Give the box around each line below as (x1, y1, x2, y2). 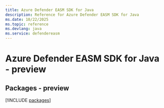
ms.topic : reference (5, 21, 49, 27)
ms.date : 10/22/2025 (5, 17, 49, 22)
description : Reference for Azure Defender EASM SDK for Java (5, 12, 139, 17)
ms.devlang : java (5, 26, 42, 31)
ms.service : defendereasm (5, 31, 60, 36)
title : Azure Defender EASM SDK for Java (5, 7, 94, 13)
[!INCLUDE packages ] (5, 97, 51, 103)
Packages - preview (5, 84, 69, 92)
